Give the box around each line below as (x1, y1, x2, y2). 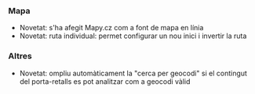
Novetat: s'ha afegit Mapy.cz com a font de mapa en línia (19, 23, 204, 33)
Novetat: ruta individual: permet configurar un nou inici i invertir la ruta (19, 31, 247, 40)
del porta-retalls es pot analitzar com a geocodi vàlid (19, 76, 191, 86)
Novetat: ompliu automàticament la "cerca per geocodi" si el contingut (19, 68, 247, 78)
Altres (8, 50, 33, 61)
